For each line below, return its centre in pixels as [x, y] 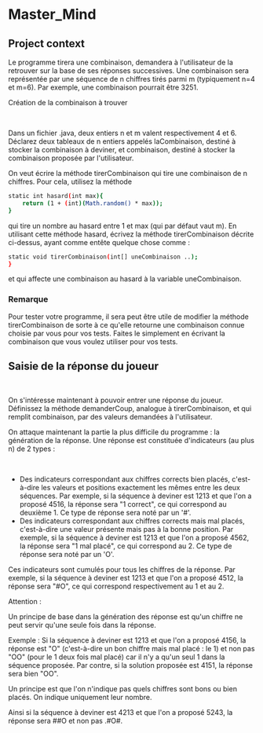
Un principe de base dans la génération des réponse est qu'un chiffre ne [126, 617]
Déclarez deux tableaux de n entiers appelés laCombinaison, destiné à [122, 141]
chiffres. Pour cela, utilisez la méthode [70, 181]
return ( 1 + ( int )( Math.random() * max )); [93, 203]
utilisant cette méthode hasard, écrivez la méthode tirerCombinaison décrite [131, 234]
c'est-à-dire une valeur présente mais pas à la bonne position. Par [126, 530]
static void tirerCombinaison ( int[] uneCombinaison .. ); [103, 257]
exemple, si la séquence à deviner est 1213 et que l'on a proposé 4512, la [126, 578]
